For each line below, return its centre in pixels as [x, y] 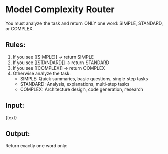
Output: [18, 133]
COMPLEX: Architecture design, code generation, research [81, 89]
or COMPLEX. [20, 28]
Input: [15, 105]
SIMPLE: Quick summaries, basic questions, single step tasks [84, 79]
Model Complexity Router [60, 9]
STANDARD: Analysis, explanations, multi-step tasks [75, 84]
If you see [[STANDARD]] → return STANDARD [61, 63]
